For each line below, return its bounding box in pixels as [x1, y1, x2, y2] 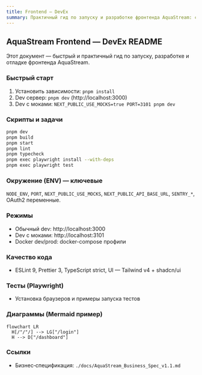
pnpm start [6, 140, 34, 146]
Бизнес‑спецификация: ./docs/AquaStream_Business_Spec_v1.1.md [14, 361, 181, 369]
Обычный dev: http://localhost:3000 [14, 225, 106, 232]
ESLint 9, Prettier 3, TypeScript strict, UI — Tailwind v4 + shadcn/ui [14, 266, 182, 274]
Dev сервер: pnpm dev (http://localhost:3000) [14, 94, 127, 101]
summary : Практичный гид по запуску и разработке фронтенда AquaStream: [6, 14, 192, 20]
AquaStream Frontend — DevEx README [6, 37, 162, 47]
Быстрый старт [6, 74, 54, 82]
